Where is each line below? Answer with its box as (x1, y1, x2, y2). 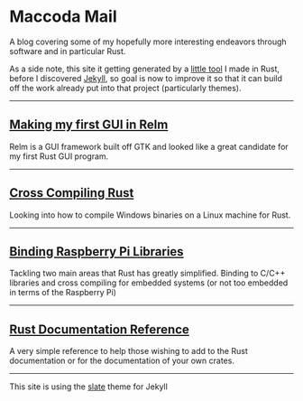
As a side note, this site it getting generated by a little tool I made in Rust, (9, 63, 280, 74)
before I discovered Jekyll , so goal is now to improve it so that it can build (9, 72, 282, 83)
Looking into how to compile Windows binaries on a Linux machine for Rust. (9, 210, 291, 220)
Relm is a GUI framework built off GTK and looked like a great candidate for (9, 141, 289, 152)
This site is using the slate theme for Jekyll (9, 381, 169, 392)
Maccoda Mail (9, 6, 117, 27)
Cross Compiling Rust (9, 185, 134, 200)
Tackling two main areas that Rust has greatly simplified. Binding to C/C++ (9, 268, 286, 279)
